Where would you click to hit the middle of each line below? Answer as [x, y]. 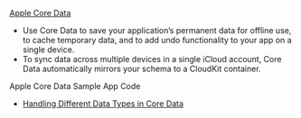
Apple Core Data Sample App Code [75, 86]
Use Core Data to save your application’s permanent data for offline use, [157, 30]
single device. [48, 50]
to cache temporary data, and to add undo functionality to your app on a [157, 40]
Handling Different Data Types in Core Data [103, 104]
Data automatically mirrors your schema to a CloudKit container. [141, 68]
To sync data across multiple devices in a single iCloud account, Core [152, 59]
